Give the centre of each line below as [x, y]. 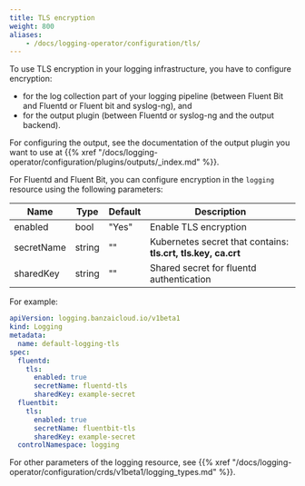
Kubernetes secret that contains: [219, 242]
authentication [180, 280]
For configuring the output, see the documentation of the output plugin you [150, 143]
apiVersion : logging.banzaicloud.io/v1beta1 [95, 319]
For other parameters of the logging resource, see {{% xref [120, 462]
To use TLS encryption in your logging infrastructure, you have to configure [151, 69]
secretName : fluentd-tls [80, 386]
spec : [20, 352]
